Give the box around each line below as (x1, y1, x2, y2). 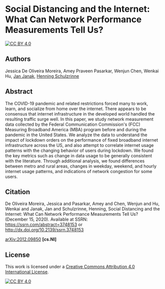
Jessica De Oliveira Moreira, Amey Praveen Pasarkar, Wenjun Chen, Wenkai (5, 68, 159, 74)
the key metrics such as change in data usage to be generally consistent (5, 152, 152, 158)
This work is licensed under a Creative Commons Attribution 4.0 (5, 264, 135, 270)
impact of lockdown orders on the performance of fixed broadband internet (5, 137, 159, 143)
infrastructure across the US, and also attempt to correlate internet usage (5, 142, 154, 148)
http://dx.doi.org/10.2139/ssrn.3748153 (5, 227, 84, 233)
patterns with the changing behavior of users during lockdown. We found (5, 147, 154, 153)
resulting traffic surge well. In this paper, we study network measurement (5, 116, 154, 122)
